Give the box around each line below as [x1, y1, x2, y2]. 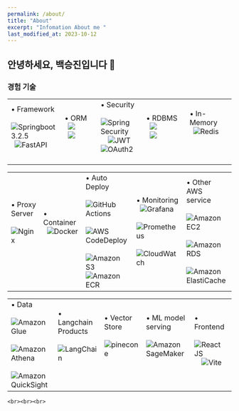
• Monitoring [136, 195, 179, 205]
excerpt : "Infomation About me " [7, 24, 107, 31]
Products [58, 326, 88, 336]
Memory [189, 117, 218, 127]
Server [11, 208, 33, 218]
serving [145, 322, 171, 332]
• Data [11, 299, 33, 309]
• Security [100, 99, 135, 109]
